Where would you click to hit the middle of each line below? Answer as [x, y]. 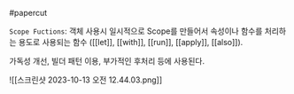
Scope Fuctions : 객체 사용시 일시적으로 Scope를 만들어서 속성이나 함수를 [136, 31]
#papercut [28, 13]
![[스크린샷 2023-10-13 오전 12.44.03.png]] [86, 80]
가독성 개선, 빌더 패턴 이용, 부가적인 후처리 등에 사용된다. [107, 61]
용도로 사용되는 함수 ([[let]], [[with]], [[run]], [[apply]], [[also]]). [131, 42]
